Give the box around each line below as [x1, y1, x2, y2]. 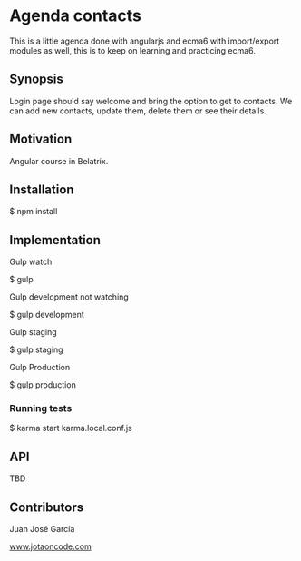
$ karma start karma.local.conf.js [9, 423, 133, 434]
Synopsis [9, 72, 63, 87]
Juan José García [9, 524, 75, 535]
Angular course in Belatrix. [9, 155, 109, 166]
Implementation [9, 232, 102, 248]
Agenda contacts [9, 5, 142, 26]
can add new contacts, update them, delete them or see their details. [9, 105, 267, 116]
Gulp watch [9, 256, 53, 268]
